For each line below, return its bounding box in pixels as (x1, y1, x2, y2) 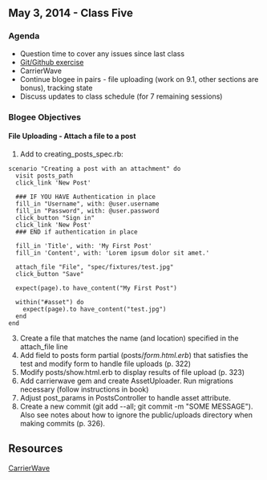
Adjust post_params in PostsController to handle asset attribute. (19, 393, 231, 402)
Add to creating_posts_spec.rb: (19, 148, 124, 159)
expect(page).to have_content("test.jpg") (22, 305, 167, 313)
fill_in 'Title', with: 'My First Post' (15, 242, 152, 250)
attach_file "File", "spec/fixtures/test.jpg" (15, 262, 174, 271)
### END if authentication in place (15, 228, 138, 236)
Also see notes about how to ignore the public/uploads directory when (19, 409, 253, 420)
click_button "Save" (15, 270, 84, 278)
